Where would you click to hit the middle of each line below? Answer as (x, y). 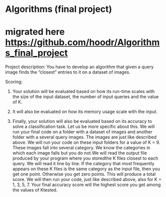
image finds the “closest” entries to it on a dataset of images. (68, 72)
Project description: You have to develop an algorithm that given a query (80, 67)
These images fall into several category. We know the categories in (81, 148)
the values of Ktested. (35, 190)
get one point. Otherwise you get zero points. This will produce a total (84, 174)
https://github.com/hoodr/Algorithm (83, 43)
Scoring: (14, 82)
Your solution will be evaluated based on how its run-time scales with (83, 92)
